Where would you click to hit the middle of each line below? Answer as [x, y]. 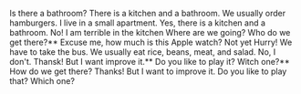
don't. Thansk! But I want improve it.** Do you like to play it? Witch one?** [150, 62]
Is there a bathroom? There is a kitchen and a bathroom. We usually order [147, 13]
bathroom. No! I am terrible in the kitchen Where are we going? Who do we [150, 32]
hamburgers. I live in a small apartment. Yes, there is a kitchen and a [138, 23]
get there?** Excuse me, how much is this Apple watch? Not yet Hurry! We [151, 42]
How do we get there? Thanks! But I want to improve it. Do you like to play [148, 71]
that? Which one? [42, 81]
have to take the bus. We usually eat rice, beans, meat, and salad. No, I [143, 52]
